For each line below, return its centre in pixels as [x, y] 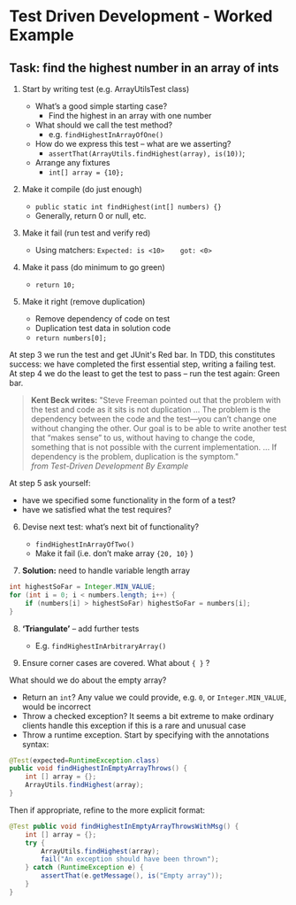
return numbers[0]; [71, 338]
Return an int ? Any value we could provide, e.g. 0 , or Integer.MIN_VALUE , [154, 697]
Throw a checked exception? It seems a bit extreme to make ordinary [148, 715]
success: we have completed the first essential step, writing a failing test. [143, 364]
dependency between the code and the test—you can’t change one [154, 419]
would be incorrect [56, 707]
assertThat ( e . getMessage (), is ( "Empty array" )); [132, 876]
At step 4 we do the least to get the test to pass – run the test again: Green [144, 373]
